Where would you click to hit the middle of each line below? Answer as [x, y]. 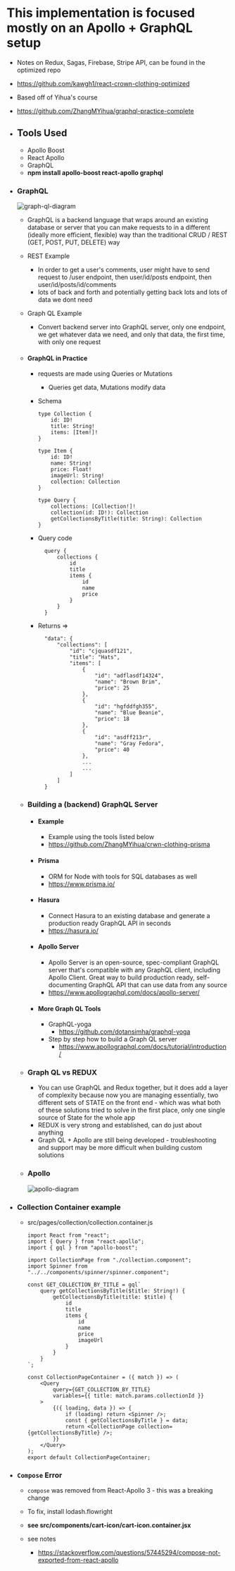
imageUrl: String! [78, 476]
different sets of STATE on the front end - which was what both [129, 1103]
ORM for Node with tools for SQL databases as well [123, 876]
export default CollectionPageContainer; [89, 1457]
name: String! [71, 463]
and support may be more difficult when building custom [120, 1148]
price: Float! [71, 470]
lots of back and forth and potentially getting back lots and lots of [133, 292]
